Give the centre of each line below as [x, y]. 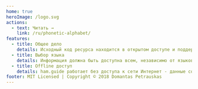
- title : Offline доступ [42, 66]
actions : [17, 22]
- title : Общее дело [37, 44]
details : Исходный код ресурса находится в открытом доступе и [96, 50]
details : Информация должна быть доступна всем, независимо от [96, 60]
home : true [19, 11]
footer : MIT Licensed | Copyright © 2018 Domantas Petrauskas [84, 77]
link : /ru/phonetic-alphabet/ [54, 33]
